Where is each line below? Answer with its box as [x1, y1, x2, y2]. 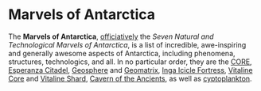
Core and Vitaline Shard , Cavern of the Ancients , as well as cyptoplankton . [8, 74, 252, 83]
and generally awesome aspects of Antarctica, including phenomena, [8, 48, 236, 58]
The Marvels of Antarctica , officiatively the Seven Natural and [8, 32, 214, 41]
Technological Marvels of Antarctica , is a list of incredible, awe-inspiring [8, 40, 247, 49]
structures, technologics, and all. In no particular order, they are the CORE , [8, 57, 252, 66]
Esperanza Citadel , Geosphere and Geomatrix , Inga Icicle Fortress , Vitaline [8, 65, 253, 74]
